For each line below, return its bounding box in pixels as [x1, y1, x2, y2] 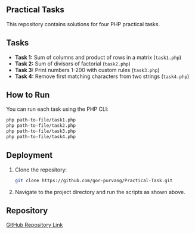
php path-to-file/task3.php [6, 128, 76, 135]
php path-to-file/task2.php [6, 123, 76, 129]
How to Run [6, 90, 50, 100]
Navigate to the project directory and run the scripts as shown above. [14, 188, 186, 195]
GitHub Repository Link [6, 221, 63, 229]
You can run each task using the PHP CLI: [6, 105, 109, 113]
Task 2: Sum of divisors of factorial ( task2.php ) [14, 60, 131, 67]
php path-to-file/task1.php [6, 117, 76, 123]
